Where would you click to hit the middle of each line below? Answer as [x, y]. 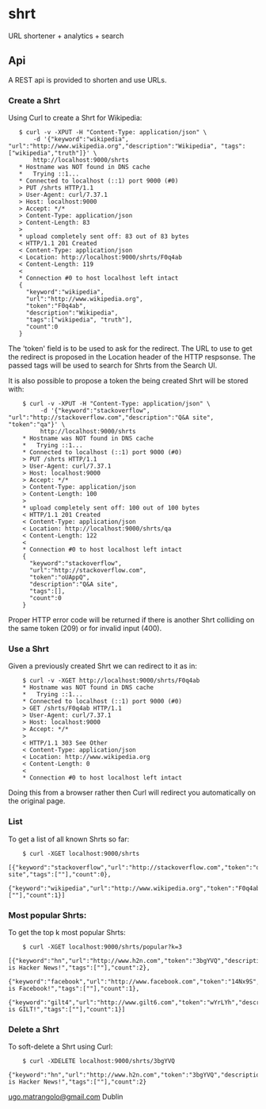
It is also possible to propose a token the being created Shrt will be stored [128, 381]
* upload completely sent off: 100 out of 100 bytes [111, 508]
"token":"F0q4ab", [56, 306]
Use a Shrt [28, 649]
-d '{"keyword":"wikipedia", [81, 140]
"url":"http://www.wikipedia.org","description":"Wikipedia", [113, 146]
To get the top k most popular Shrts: [67, 932]
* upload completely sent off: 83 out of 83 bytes [104, 237]
